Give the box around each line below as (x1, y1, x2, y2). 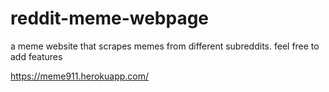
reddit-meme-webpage (10, 7, 210, 30)
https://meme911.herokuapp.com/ (10, 70, 150, 82)
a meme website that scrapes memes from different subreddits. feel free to (10, 40, 320, 52)
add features (10, 50, 63, 62)
